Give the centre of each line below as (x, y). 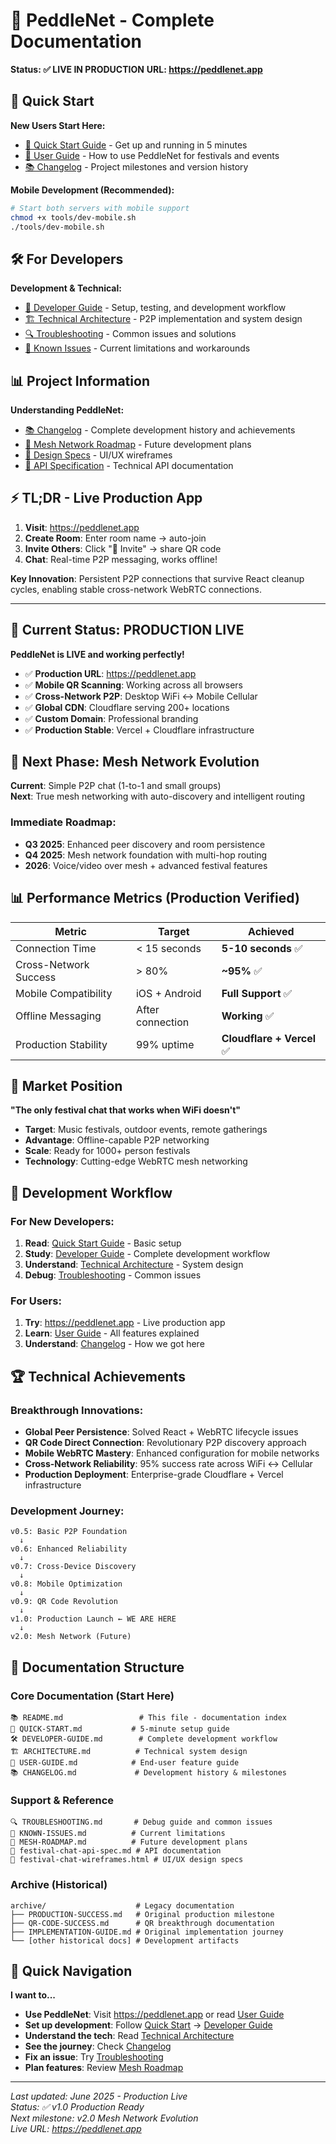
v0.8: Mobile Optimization (66, 1584)
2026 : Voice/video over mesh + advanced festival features (146, 865)
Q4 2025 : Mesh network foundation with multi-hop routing (146, 855)
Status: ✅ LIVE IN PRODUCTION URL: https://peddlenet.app (136, 69)
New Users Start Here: (58, 125)
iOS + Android (168, 993)
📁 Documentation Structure (97, 1667)
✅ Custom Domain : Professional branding (111, 718)
